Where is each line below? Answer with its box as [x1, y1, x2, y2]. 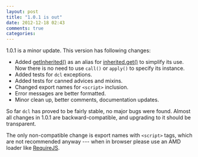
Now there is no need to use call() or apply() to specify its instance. [14, 65, 186, 72]
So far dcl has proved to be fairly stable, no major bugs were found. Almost [6, 108, 191, 115]
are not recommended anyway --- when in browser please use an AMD [6, 138, 181, 145]
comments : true [6, 25, 44, 31]
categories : [6, 31, 36, 37]
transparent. [6, 120, 37, 127]
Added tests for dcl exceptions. [14, 71, 92, 78]
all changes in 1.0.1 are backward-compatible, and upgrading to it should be [6, 114, 191, 121]
